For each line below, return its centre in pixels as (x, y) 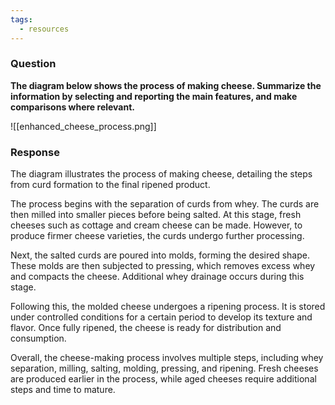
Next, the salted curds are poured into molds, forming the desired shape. (160, 255)
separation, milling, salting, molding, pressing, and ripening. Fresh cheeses (164, 368)
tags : (21, 19)
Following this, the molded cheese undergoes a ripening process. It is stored (168, 307)
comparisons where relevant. (73, 107)
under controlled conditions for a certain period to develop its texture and (161, 317)
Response (35, 152)
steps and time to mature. (63, 390)
